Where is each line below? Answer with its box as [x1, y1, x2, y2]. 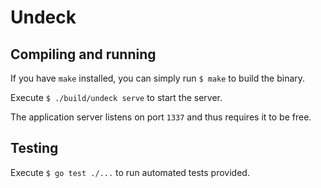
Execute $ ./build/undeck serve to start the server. [10, 92, 223, 103]
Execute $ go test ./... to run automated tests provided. [10, 166, 250, 178]
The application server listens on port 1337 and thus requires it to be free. [10, 111, 312, 123]
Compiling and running [10, 46, 157, 63]
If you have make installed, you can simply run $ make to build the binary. [10, 72, 306, 84]
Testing [10, 140, 59, 157]
